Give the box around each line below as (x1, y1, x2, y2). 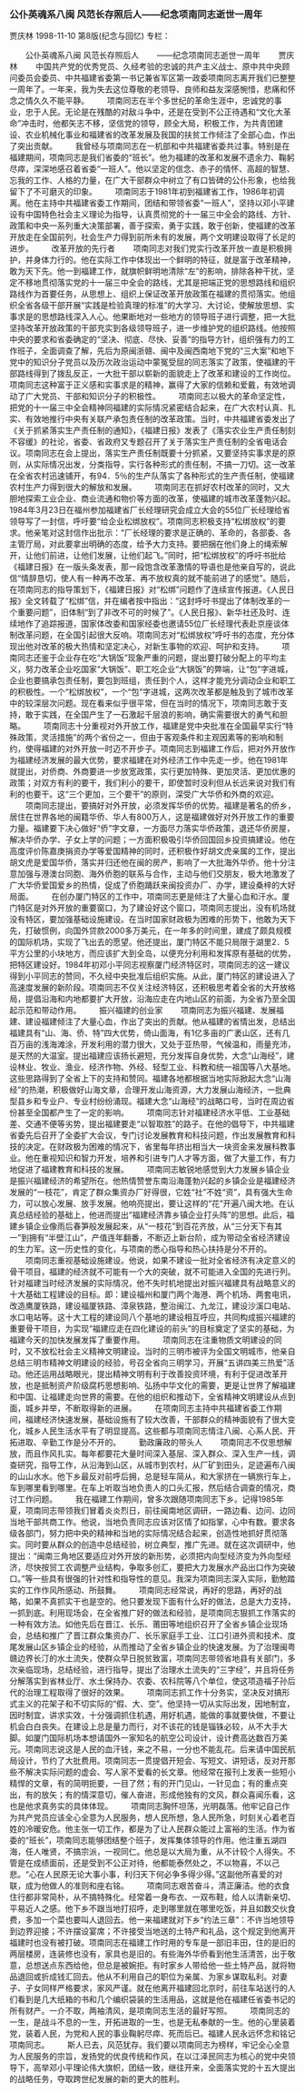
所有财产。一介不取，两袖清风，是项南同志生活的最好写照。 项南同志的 (9, 2006, 290, 2017)
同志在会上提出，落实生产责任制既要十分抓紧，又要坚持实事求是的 (40, 448, 288, 458)
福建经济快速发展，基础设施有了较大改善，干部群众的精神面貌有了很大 (25, 1414, 288, 1425)
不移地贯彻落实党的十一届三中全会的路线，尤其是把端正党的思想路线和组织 (16, 277, 296, 288)
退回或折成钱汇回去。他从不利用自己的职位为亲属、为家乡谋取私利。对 (16, 1971, 280, 1982)
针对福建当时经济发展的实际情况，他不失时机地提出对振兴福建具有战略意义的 (9, 1278, 296, 1289)
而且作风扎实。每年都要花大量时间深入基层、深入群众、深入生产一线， (25, 1448, 288, 1459)
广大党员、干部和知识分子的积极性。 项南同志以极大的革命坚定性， (25, 391, 290, 402)
